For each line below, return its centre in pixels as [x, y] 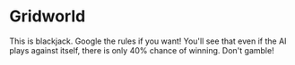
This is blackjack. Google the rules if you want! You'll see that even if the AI [148, 41]
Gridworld [48, 16]
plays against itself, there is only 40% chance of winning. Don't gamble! [142, 50]
